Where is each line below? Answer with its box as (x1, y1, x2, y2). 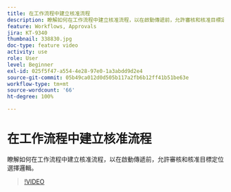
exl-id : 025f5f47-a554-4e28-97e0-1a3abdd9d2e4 (7, 67, 143, 74)
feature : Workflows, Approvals (7, 23, 97, 30)
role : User (7, 55, 38, 62)
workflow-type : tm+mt (7, 81, 69, 87)
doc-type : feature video (7, 42, 78, 49)
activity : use (7, 49, 48, 56)
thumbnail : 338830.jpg (7, 36, 72, 43)
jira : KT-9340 (7, 29, 48, 36)
